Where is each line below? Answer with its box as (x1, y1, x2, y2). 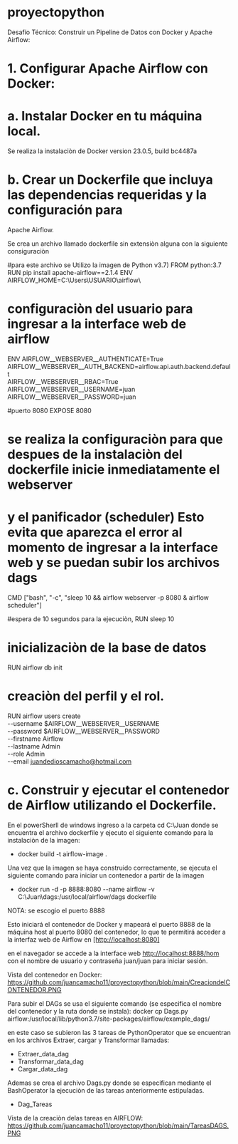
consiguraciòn (7, 247, 50, 255)
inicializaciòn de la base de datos (7, 640, 207, 656)
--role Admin (7, 749, 45, 758)
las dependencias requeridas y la (7, 187, 207, 203)
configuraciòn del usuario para (7, 301, 193, 317)
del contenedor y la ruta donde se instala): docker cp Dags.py (7, 1007, 188, 1015)
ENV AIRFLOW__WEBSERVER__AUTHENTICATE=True (7, 354, 163, 363)
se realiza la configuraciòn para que (7, 432, 224, 447)
